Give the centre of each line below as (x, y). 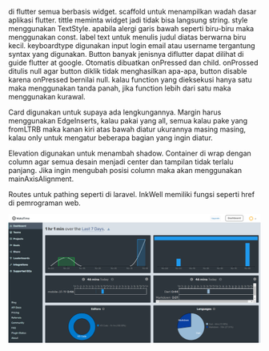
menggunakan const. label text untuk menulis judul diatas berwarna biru (127, 37)
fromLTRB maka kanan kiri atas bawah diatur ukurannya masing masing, (127, 129)
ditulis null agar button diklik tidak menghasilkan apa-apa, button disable (128, 71)
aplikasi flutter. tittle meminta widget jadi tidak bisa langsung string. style (128, 20)
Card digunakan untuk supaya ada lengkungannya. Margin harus (115, 112)
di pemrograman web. (45, 203)
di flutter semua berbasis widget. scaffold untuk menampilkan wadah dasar (132, 12)
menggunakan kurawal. (47, 97)
